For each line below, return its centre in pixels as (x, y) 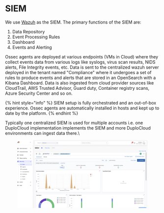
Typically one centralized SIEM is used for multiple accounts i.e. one (74, 123)
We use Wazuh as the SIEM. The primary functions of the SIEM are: (73, 22)
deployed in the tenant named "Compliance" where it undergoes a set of (78, 72)
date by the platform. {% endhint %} (42, 113)
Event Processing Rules (36, 37)
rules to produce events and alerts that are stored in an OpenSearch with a (81, 78)
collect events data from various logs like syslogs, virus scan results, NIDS (80, 62)
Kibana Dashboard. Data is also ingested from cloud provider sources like (80, 83)
